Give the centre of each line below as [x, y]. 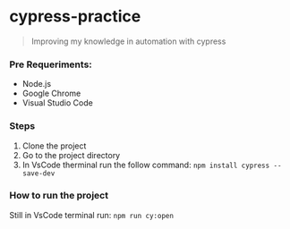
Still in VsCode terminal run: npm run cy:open [92, 215]
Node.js [37, 84]
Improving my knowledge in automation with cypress [128, 41]
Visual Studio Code [58, 103]
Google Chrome [51, 93]
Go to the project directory [71, 155]
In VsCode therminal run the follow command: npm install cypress [146, 165]
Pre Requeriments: [51, 64]
